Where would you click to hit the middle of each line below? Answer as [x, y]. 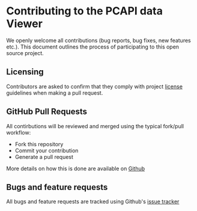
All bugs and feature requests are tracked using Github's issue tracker [93, 201]
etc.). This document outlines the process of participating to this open [92, 47]
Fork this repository [39, 144]
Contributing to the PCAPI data [85, 11]
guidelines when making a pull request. [55, 93]
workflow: [19, 132]
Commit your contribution [47, 150]
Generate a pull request [44, 156]
